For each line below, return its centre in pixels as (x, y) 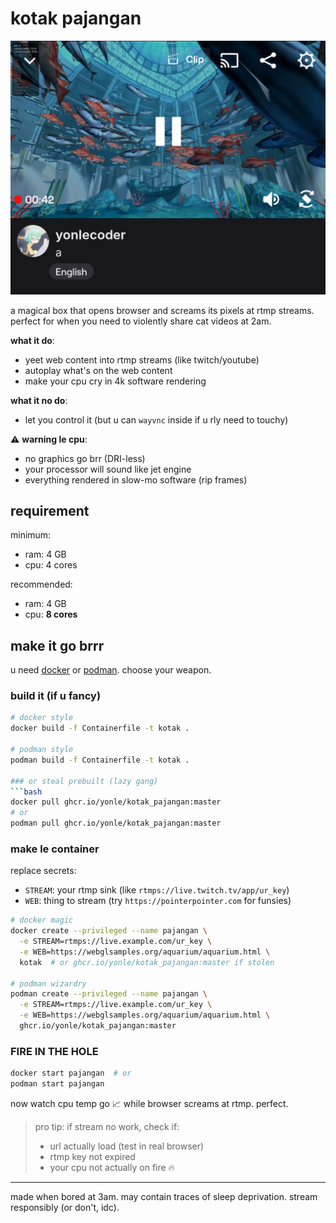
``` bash (26, 792)
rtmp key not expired (92, 1157)
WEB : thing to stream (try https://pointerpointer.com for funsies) (158, 901)
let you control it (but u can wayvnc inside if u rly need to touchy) (156, 419)
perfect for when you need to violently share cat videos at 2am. (141, 321)
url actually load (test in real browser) (127, 1146)
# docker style (42, 718)
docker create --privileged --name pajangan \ (109, 931)
